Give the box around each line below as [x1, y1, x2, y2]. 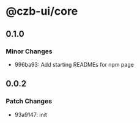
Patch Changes [6, 97, 53, 105]
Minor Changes [6, 47, 53, 56]
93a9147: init [14, 111, 47, 118]
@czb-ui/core [6, 4, 78, 18]
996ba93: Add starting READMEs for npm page [14, 61, 134, 68]
